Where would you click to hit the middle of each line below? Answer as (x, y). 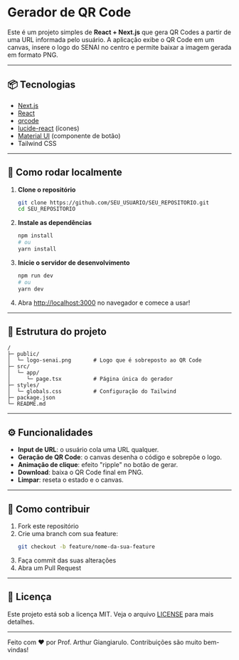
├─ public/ (23, 354)
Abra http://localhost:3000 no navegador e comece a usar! (104, 303)
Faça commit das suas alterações (67, 560)
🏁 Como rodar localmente (65, 173)
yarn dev (31, 289)
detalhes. (21, 622)
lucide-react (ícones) (48, 128)
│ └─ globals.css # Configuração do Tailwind (92, 392)
